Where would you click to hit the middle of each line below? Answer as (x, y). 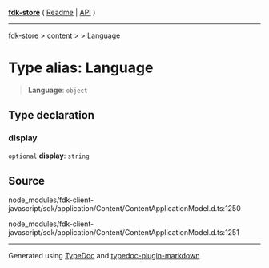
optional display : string (49, 156)
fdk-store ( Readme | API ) (52, 12)
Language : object (58, 90)
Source (27, 181)
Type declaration (51, 115)
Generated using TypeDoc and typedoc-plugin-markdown (104, 256)
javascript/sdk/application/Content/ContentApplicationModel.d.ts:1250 (125, 209)
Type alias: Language (81, 68)
